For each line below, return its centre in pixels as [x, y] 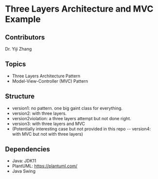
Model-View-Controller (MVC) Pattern [50, 81]
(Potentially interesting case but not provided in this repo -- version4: [81, 129]
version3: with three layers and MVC [48, 124]
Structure [20, 97]
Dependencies [27, 149]
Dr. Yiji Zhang [18, 49]
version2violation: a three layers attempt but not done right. [71, 118]
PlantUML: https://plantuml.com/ [45, 166]
